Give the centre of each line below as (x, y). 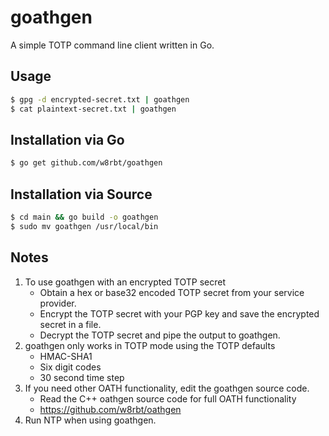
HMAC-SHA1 (66, 356)
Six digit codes (70, 367)
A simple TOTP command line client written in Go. (112, 45)
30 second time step (82, 377)
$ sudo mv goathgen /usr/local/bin (84, 226)
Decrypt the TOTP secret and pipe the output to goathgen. (160, 335)
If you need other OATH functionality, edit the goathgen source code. (167, 388)
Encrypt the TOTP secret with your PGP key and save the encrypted (179, 313)
